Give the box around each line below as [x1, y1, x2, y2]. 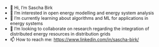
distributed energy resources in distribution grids [9, 31, 111, 37]
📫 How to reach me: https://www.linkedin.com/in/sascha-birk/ [9, 37, 139, 42]
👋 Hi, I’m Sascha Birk [9, 5, 53, 10]
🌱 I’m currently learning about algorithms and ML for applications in [9, 15, 149, 21]
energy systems [9, 20, 43, 26]
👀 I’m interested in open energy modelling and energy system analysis [9, 10, 155, 16]
